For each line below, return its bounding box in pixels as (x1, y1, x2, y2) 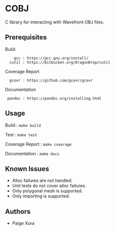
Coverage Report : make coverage (5, 141, 72, 147)
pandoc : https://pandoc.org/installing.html (7, 96, 102, 101)
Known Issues (5, 165, 49, 173)
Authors (5, 207, 31, 215)
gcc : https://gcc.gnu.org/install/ (14, 56, 89, 61)
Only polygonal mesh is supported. (12, 188, 83, 194)
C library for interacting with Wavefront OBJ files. (5, 19, 104, 25)
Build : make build (5, 122, 41, 128)
